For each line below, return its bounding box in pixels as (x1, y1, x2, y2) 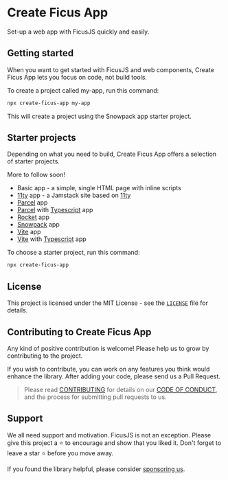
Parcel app (16, 198, 48, 207)
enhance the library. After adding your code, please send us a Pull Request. (7, 372, 221, 380)
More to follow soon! (7, 170, 65, 179)
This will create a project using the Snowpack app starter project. (7, 112, 192, 120)
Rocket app (16, 213, 50, 221)
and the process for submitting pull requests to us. (23, 393, 167, 401)
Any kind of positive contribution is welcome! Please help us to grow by (7, 344, 209, 352)
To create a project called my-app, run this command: (7, 86, 159, 94)
